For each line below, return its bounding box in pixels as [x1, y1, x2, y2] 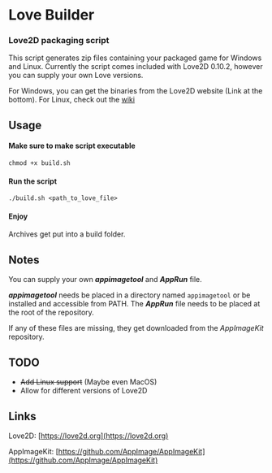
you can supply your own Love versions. [8, 71, 144, 80]
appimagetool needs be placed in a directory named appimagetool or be [8, 290, 251, 300]
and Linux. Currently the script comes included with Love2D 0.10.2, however [8, 62, 263, 72]
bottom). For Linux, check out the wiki [8, 95, 136, 105]
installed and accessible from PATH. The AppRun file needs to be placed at [8, 299, 261, 309]
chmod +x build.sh [8, 159, 71, 167]
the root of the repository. [8, 307, 95, 318]
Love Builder [8, 6, 95, 24]
